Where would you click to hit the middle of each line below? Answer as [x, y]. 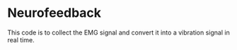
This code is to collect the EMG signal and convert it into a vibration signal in [118, 32]
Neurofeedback [54, 13]
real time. [21, 39]
